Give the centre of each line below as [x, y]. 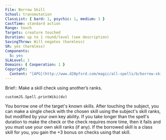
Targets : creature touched [33, 33]
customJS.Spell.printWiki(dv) [36, 97]
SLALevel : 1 [17, 60]
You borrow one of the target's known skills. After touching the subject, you [82, 106]
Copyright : [16, 70]
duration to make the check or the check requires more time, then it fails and [83, 122]
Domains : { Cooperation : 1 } [35, 65]
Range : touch [19, 28]
